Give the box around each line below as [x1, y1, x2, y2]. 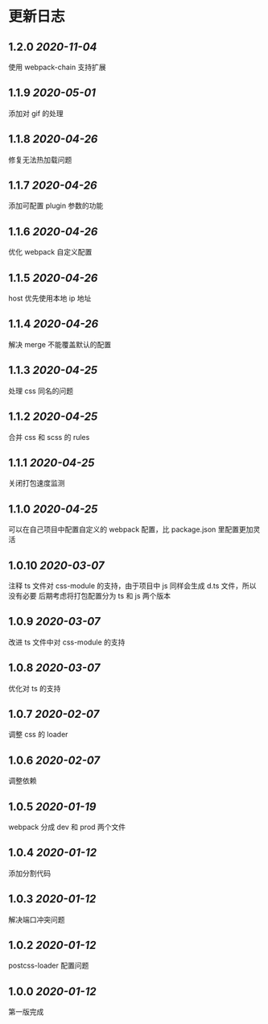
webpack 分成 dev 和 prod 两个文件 [8, 823, 126, 831]
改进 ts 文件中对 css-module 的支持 [8, 637, 126, 647]
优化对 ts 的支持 [8, 683, 61, 693]
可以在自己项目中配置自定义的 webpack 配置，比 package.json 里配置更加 [8, 524, 254, 534]
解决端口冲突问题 [8, 914, 65, 924]
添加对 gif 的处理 [8, 108, 64, 118]
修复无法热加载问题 [8, 155, 72, 164]
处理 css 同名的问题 [8, 386, 74, 396]
